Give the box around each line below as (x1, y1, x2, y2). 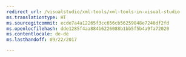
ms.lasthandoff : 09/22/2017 (6, 37, 78, 43)
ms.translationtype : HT (6, 14, 67, 20)
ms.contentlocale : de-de (6, 31, 69, 37)
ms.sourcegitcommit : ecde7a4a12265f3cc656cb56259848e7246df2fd (6, 20, 170, 26)
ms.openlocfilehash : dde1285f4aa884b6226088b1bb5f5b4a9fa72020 (6, 25, 170, 32)
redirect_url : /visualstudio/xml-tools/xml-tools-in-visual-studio (6, 8, 181, 15)
